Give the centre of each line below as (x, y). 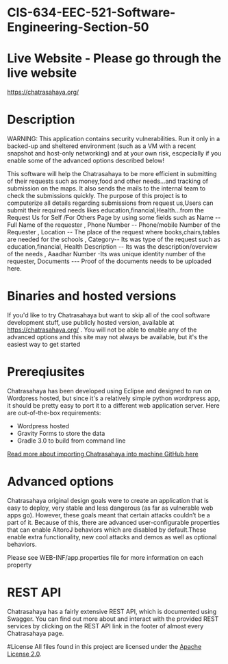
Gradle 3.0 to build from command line (71, 441)
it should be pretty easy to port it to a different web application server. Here (114, 405)
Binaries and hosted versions (92, 296)
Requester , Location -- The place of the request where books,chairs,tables (114, 232)
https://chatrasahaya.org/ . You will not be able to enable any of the (102, 330)
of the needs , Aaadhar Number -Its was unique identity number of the (106, 254)
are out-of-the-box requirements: (54, 413)
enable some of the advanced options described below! (86, 161)
